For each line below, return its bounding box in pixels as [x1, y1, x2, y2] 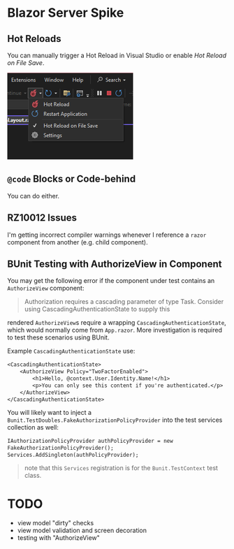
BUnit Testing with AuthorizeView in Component [7, 258, 222, 270]
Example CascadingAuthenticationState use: [7, 347, 136, 356]
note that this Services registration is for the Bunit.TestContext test [24, 464, 219, 472]
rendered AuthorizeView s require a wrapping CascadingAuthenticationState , [7, 319, 227, 327]
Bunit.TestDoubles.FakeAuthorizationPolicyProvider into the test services [7, 416, 223, 424]
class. [24, 471, 42, 480]
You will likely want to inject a [7, 409, 92, 417]
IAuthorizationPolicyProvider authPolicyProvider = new [7, 438, 173, 445]
